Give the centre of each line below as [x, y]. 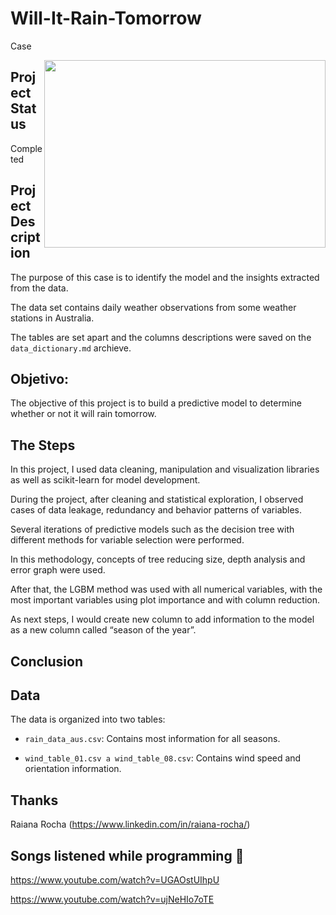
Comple [26, 148]
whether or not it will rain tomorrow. [83, 414]
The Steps [43, 445]
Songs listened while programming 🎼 [127, 855]
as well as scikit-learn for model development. [105, 480]
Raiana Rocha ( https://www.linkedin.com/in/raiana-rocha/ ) [130, 824]
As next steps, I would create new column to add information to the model [162, 619]
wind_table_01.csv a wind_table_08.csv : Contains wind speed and [163, 758]
